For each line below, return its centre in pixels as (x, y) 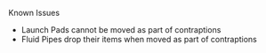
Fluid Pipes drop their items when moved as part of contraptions (139, 39)
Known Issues (34, 13)
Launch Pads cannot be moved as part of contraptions (121, 30)
